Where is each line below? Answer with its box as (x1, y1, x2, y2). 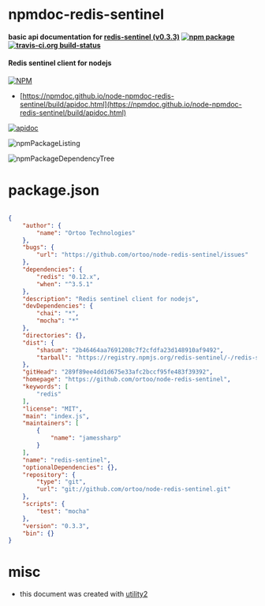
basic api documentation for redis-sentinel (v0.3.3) (8, 32, 180, 41)
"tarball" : (36, 353, 73, 362)
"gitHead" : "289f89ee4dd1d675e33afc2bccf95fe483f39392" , (22, 368, 214, 376)
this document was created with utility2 (19, 589, 148, 599)
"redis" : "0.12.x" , (36, 273, 101, 281)
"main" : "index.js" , (22, 412, 90, 420)
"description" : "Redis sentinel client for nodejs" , (22, 295, 200, 303)
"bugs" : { (22, 244, 55, 251)
